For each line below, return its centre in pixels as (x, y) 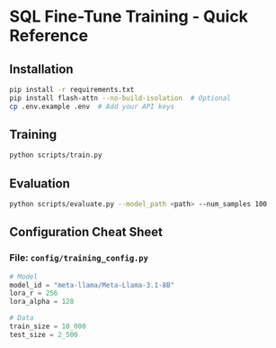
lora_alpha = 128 (42, 302)
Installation (41, 69)
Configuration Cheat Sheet (86, 232)
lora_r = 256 (34, 293)
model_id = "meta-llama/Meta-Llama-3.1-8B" (92, 285)
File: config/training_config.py (79, 258)
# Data (22, 318)
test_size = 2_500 (44, 334)
